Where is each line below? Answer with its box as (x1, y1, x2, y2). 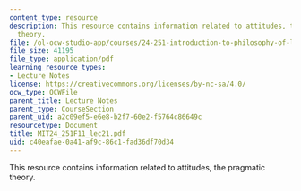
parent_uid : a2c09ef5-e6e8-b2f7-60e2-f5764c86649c (9, 112, 202, 121)
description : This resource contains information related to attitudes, (9, 21, 287, 30)
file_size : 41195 (9, 46, 74, 55)
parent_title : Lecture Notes (9, 95, 118, 105)
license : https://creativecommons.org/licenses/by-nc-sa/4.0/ (9, 79, 246, 88)
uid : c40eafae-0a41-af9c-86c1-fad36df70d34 (9, 137, 175, 146)
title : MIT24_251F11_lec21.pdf (9, 129, 126, 138)
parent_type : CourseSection (9, 104, 115, 113)
